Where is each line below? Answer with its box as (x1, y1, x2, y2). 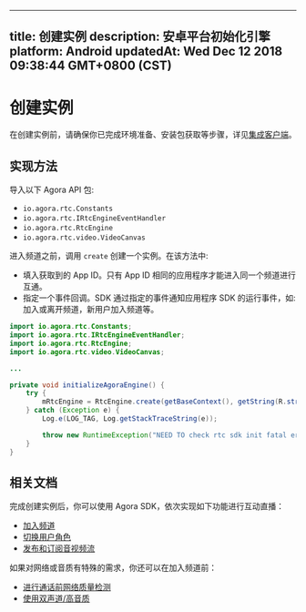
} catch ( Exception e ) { (25, 406, 120, 415)
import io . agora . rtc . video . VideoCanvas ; (9, 347, 166, 356)
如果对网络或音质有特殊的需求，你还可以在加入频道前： (9, 562, 217, 574)
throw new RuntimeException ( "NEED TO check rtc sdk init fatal (42, 430, 287, 440)
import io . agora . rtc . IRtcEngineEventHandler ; (9, 331, 185, 340)
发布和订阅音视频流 (22, 543, 96, 554)
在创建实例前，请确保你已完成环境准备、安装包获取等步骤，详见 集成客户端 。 (9, 129, 297, 140)
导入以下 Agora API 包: (9, 184, 94, 196)
